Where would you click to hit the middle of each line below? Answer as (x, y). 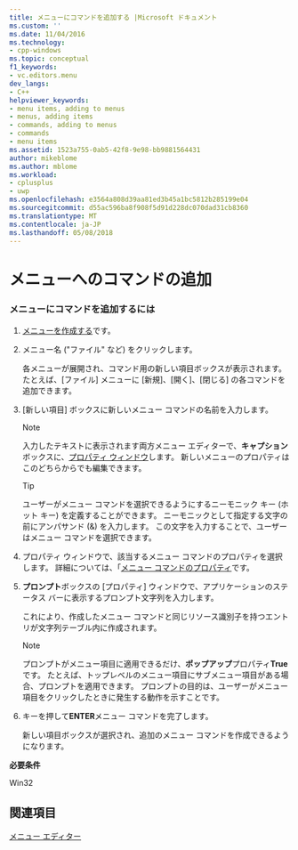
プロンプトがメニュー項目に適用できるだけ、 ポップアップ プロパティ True (155, 663)
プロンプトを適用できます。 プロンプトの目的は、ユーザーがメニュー (163, 685)
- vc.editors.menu (43, 76)
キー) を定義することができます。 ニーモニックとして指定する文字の (164, 515)
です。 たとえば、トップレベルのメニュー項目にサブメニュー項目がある (152, 675)
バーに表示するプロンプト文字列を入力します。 (133, 597)
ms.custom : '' (36, 26)
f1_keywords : (33, 68)
